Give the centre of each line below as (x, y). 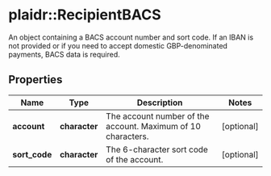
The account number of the (158, 116)
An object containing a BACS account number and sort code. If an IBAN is (131, 37)
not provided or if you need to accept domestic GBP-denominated (118, 45)
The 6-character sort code (157, 149)
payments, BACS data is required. (65, 54)
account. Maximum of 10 (154, 126)
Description (160, 103)
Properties (35, 80)
